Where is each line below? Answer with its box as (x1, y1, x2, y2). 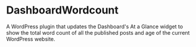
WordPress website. (6, 35, 55, 42)
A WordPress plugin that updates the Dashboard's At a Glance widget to (6, 23, 183, 30)
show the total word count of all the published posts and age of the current (6, 29, 190, 36)
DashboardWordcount (6, 4, 119, 17)
